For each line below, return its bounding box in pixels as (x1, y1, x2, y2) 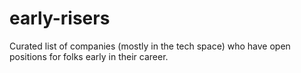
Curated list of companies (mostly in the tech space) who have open (9, 40, 291, 52)
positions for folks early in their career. (9, 50, 169, 62)
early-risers (9, 7, 111, 30)
